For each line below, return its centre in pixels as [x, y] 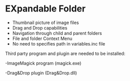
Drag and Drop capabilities [40, 27]
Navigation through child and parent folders [57, 33]
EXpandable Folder [45, 9]
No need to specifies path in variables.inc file [59, 43]
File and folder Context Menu [42, 38]
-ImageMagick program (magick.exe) [43, 63]
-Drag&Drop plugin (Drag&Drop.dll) [41, 72]
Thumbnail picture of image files [46, 22]
